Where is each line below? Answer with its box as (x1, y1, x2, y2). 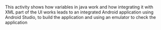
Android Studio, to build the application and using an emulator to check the (5, 15, 156, 20)
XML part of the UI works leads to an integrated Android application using (5, 9, 154, 15)
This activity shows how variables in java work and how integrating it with (5, 4, 153, 10)
